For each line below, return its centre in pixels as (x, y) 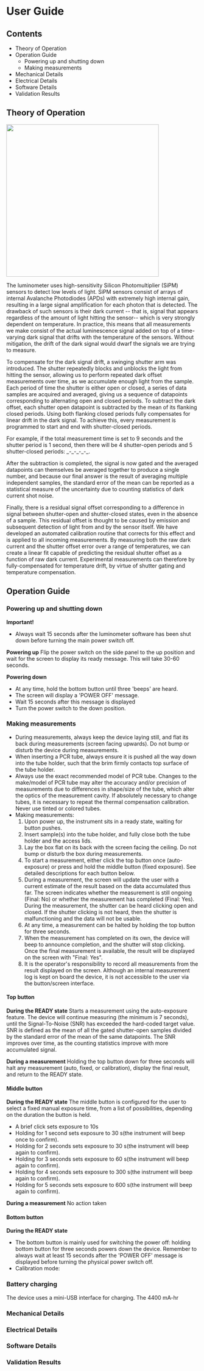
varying (16, 337)
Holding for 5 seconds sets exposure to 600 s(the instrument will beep (104, 1185)
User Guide (35, 11)
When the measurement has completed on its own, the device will (107, 938)
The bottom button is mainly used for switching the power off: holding (103, 1242)
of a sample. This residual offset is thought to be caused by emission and (98, 520)
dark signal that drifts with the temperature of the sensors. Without (110, 337)
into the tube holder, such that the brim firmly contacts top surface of (102, 763)
